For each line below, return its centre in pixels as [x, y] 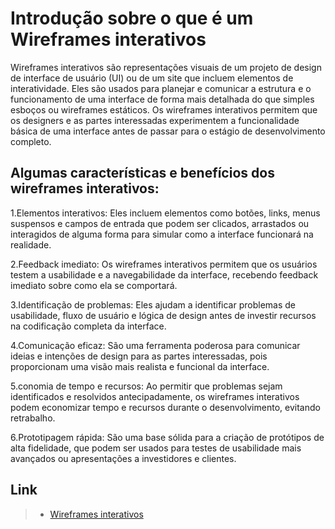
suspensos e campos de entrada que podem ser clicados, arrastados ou [160, 223]
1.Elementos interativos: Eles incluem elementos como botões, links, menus [165, 213]
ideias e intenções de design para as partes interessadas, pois [139, 356]
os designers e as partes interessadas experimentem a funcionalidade [155, 120]
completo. [31, 141]
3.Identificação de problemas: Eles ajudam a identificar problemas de [153, 304]
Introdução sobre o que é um [132, 18]
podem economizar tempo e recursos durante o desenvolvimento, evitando [165, 407]
